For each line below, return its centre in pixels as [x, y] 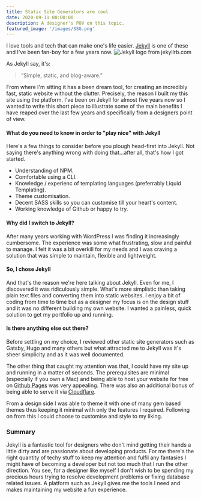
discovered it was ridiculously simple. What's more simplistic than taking [96, 289]
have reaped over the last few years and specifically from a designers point [100, 113]
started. [16, 159]
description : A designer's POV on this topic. [65, 23]
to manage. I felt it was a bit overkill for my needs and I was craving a [92, 249]
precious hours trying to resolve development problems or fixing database [98, 477]
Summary [21, 432]
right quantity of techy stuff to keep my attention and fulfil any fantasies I [96, 457]
